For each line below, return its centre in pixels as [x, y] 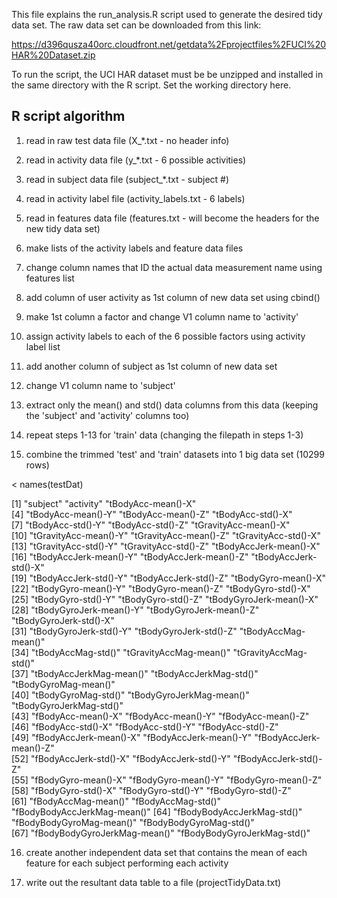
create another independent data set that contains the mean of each [166, 852]
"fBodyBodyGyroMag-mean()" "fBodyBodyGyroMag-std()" [133, 822]
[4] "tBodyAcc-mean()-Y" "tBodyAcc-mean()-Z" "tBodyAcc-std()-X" [152, 514]
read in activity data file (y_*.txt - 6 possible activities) [136, 160]
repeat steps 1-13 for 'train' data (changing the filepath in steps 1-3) [164, 435]
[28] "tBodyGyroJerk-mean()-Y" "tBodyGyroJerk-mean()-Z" [135, 610]
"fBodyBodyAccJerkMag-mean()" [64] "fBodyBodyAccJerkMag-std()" [157, 811]
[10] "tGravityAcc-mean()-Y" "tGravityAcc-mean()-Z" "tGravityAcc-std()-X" [166, 535]
